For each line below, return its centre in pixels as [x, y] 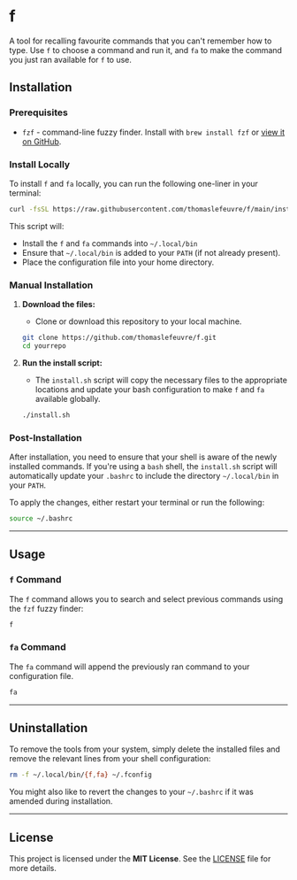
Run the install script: [62, 363]
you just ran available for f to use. [71, 59]
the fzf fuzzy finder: [46, 608]
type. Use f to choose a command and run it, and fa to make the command [146, 50]
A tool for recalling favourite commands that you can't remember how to [141, 41]
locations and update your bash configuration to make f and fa [150, 389]
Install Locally [40, 164]
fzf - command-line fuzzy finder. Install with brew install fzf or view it [153, 132]
